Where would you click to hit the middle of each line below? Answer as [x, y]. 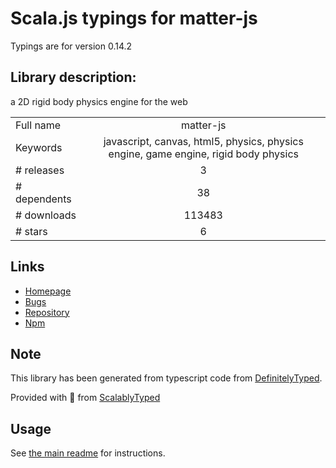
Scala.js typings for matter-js [134, 18]
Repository [47, 312]
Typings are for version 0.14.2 [71, 46]
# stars [31, 231]
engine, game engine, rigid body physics [203, 154]
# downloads [46, 215]
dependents [43, 199]
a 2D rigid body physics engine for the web [99, 101]
